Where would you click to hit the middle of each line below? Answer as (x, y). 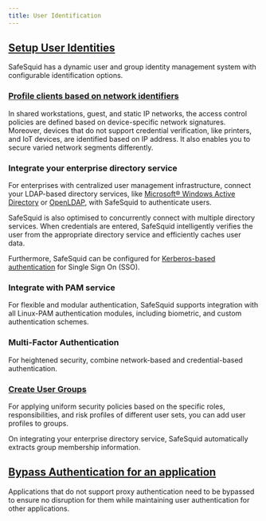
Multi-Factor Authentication (64, 343)
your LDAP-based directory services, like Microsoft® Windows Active (122, 194)
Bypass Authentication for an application (112, 472)
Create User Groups (47, 389)
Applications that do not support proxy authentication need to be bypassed (131, 492)
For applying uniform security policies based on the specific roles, (117, 406)
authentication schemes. (49, 322)
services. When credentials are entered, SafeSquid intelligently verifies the (131, 226)
